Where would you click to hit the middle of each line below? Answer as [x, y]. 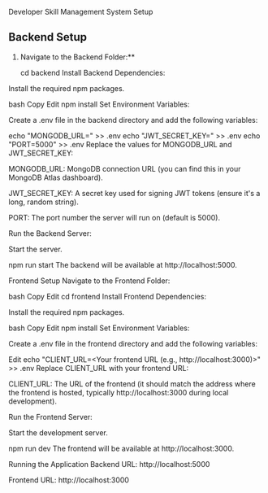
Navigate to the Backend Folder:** [78, 57]
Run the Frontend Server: [51, 417]
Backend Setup [48, 37]
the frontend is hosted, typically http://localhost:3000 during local [119, 392]
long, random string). [43, 202]
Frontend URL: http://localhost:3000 [69, 480]
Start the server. [35, 249]
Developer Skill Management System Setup [81, 12]
